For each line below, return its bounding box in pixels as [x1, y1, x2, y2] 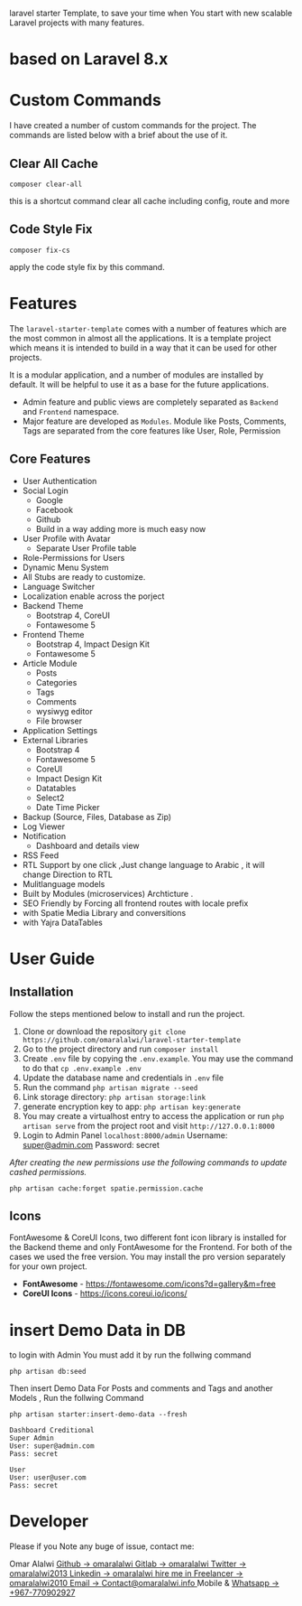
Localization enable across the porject [22, 591, 165, 602]
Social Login [22, 485, 69, 496]
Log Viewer [22, 821, 66, 832]
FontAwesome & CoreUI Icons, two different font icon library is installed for [9, 1232, 287, 1243]
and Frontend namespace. [22, 406, 120, 416]
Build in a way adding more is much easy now [35, 523, 206, 534]
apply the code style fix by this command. [9, 261, 165, 272]
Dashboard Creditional [9, 1426, 95, 1435]
